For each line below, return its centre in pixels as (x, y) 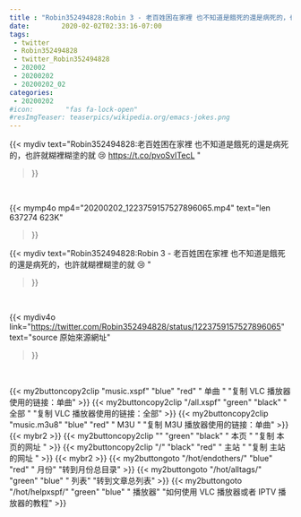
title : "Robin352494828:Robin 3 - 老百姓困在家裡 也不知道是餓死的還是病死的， (150, 17)
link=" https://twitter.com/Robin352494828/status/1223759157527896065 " (147, 327)
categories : (31, 92)
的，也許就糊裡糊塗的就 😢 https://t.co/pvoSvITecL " (105, 155)
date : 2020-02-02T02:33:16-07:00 (86, 26)
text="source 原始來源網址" (60, 338)
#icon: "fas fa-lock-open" (74, 109)
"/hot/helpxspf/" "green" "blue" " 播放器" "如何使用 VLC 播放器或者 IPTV (143, 492)
